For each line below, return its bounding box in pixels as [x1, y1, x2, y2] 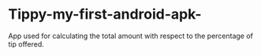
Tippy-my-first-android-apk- [8, 5, 202, 23]
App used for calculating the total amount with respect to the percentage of [8, 31, 254, 40]
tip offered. [8, 39, 45, 48]
